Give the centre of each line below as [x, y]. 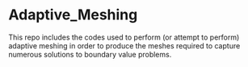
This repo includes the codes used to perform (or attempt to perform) [124, 37]
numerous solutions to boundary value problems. [90, 54]
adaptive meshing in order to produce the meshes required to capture [124, 45]
